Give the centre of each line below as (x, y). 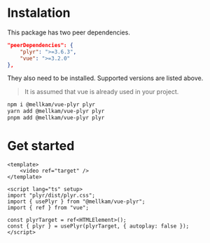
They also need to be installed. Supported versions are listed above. (105, 78)
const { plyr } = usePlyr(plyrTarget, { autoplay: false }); (98, 226)
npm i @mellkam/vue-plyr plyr (51, 105)
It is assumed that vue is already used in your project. (101, 92)
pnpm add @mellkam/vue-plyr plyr (56, 118)
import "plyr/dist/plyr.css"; (51, 195)
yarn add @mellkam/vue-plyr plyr (56, 111)
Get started (41, 146)
